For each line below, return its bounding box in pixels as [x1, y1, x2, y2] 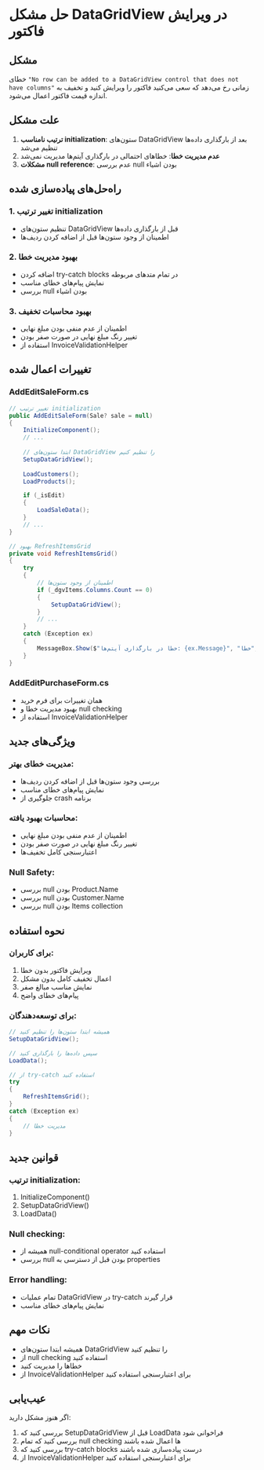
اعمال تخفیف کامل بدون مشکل [20, 974, 112, 983]
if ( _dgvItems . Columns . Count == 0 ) [37, 586, 154, 594]
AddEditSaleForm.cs [9, 386, 89, 397]
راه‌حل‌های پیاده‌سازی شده [9, 182, 121, 196]
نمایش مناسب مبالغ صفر [20, 982, 92, 991]
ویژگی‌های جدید [9, 735, 75, 748]
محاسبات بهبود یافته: [9, 813, 78, 824]
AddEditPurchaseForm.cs [9, 678, 109, 689]
